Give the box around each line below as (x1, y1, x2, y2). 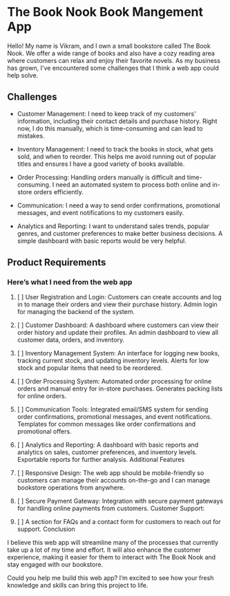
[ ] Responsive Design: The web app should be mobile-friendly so (17, 469, 204, 477)
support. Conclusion (17, 525, 76, 533)
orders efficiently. (33, 187, 84, 196)
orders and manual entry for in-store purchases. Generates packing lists (17, 384, 223, 393)
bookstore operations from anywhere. (17, 483, 126, 492)
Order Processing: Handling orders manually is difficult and (17, 173, 186, 181)
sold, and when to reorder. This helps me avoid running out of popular (17, 152, 216, 160)
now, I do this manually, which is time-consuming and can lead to (17, 124, 203, 132)
